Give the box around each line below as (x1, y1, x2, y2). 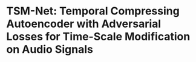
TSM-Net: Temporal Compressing (6, 4, 180, 18)
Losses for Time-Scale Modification (6, 30, 191, 43)
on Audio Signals (6, 43, 94, 57)
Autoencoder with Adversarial (6, 17, 162, 31)
